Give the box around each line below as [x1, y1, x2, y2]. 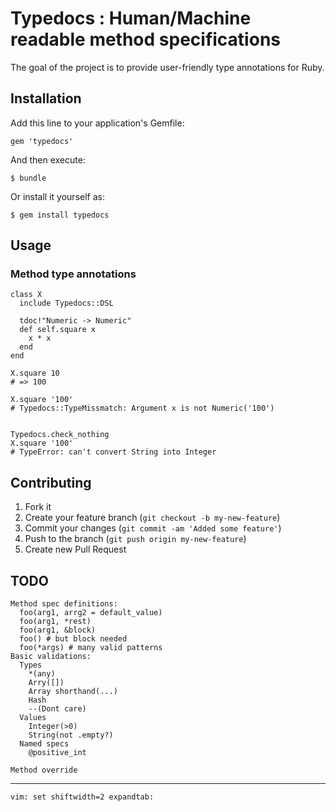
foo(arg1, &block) [19, 625, 97, 636]
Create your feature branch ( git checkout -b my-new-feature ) [24, 512, 281, 524]
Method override [10, 765, 78, 776]
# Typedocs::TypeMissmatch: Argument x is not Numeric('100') [10, 403, 275, 414]
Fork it [24, 501, 52, 513]
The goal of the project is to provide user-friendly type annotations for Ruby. [10, 61, 325, 73]
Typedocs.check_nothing [10, 430, 110, 440]
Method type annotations [10, 267, 137, 281]
